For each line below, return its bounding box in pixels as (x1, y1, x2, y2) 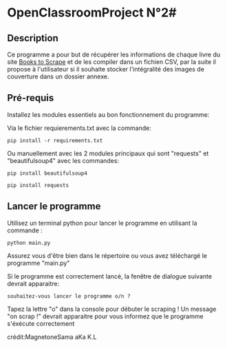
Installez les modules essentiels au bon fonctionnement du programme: (7, 110, 210, 118)
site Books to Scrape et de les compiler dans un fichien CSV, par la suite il (7, 58, 217, 66)
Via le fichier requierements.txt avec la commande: (7, 124, 151, 132)
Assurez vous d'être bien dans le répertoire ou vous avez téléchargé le (7, 251, 208, 259)
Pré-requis (7, 92, 54, 104)
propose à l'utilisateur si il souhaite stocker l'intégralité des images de (7, 65, 205, 73)
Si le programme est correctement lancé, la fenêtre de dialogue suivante (7, 272, 212, 280)
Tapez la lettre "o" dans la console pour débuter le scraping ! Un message (7, 305, 217, 313)
